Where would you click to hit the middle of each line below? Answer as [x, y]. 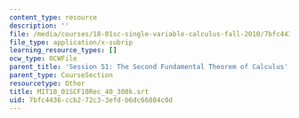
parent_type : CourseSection [61, 75]
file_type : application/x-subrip [71, 42]
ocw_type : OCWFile [43, 59]
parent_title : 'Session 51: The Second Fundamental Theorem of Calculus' [149, 67]
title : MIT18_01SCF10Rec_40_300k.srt [79, 91]
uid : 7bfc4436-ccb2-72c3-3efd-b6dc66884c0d [91, 100]
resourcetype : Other [48, 83]
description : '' [39, 26]
